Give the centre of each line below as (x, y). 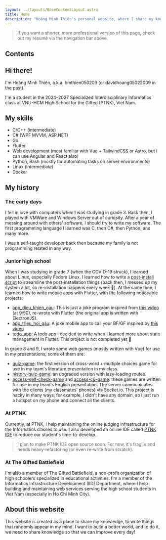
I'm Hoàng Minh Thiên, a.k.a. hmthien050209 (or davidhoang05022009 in (81, 83)
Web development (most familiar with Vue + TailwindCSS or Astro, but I (85, 151)
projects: (14, 298)
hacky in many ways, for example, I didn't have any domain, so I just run (85, 395)
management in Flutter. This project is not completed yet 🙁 (72, 339)
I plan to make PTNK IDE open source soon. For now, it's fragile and (86, 444)
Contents (20, 54)
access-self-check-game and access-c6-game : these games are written (86, 379)
